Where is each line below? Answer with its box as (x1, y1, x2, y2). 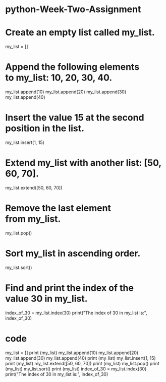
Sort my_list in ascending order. (5, 248, 141, 259)
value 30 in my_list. (5, 293, 88, 304)
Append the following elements (5, 61, 140, 73)
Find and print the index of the (5, 282, 134, 293)
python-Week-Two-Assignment (5, 4, 141, 15)
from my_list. (5, 213, 61, 225)
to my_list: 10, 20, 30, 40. (5, 72, 113, 84)
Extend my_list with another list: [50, (5, 157, 161, 169)
